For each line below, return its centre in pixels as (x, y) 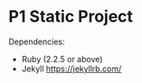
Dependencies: (37, 41)
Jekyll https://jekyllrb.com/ (71, 69)
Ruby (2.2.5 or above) (62, 59)
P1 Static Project (71, 17)
